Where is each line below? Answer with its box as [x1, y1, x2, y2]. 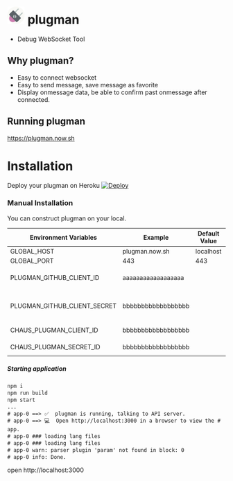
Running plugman [7, 116, 85, 128]
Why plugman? [7, 55, 74, 67]
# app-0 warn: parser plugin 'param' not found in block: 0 [7, 447, 185, 454]
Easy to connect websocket [17, 73, 97, 82]
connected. [17, 95, 51, 103]
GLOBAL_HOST [10, 247, 55, 255]
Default [197, 229, 220, 238]
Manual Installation [7, 198, 74, 208]
